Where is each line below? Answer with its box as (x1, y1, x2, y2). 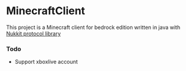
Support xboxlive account (14, 58, 78, 66)
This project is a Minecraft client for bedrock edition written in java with (6, 24, 181, 31)
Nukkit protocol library (6, 30, 61, 37)
